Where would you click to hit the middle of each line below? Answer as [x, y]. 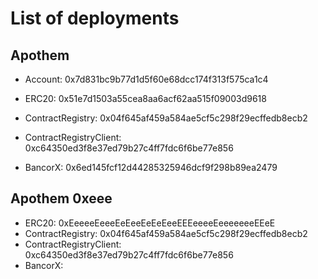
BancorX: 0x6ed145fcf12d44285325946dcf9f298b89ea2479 [151, 167]
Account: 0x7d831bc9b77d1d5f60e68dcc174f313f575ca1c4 [146, 79]
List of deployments [95, 18]
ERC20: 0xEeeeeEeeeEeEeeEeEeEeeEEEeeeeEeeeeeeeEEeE [150, 223]
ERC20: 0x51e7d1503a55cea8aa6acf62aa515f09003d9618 [145, 98]
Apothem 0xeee [61, 198]
